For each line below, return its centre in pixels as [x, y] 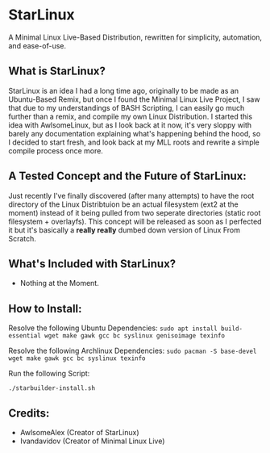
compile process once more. [56, 150]
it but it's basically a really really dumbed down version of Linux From [124, 230]
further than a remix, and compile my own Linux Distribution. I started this [130, 116]
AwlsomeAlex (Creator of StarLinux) [79, 432]
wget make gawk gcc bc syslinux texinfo [77, 359]
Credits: [29, 413]
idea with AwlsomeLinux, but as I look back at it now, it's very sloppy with [130, 125]
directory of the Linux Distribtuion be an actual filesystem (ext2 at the [124, 204]
